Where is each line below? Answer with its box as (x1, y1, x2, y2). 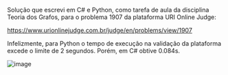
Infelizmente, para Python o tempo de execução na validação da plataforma (7, 40, 222, 47)
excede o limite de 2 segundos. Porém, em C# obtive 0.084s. (7, 47, 181, 55)
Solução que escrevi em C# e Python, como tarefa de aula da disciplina (7, 6, 209, 14)
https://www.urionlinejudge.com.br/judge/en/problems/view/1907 (7, 27, 192, 34)
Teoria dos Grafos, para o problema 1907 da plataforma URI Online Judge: (7, 13, 216, 21)
